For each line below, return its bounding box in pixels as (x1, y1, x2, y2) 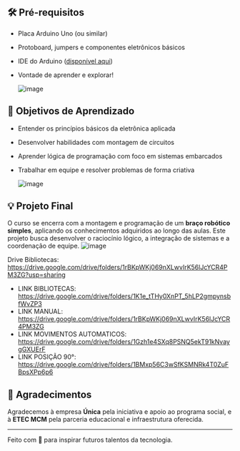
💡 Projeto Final (7, 200, 74, 213)
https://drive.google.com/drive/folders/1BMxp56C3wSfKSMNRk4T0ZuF (17, 360, 229, 369)
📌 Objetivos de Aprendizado (7, 105, 135, 117)
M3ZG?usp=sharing (7, 270, 66, 279)
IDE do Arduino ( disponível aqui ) (17, 56, 113, 65)
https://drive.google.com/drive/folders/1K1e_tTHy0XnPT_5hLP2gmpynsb (17, 292, 231, 300)
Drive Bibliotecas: (7, 255, 59, 264)
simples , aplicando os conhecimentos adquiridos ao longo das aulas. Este (7, 226, 226, 235)
